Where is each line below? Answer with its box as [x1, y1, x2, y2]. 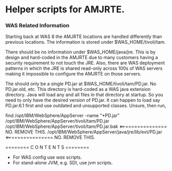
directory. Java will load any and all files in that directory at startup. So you [5, 91, 163, 98]
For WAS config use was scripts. [12, 154, 82, 160]
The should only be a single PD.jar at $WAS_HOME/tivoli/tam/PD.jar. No [5, 81, 157, 87]
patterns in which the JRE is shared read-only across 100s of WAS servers [5, 65, 163, 71]
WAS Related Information [5, 22, 70, 29]
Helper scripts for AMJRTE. [5, 4, 125, 15]
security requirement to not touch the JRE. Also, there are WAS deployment [5, 60, 165, 66]
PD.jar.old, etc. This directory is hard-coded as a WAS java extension [5, 86, 151, 92]
